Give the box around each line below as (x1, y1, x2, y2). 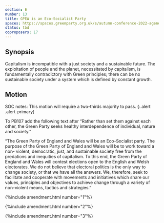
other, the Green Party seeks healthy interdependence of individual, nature (5, 123, 155, 129)
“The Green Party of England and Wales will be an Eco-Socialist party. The (5, 138, 155, 144)
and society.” (5, 128, 32, 134)
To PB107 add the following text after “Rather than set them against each (5, 118, 151, 124)
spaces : (5, 20, 21, 26)
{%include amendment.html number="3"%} (5, 213, 94, 219)
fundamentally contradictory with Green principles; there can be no (5, 71, 141, 77)
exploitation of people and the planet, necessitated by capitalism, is (5, 66, 141, 72)
